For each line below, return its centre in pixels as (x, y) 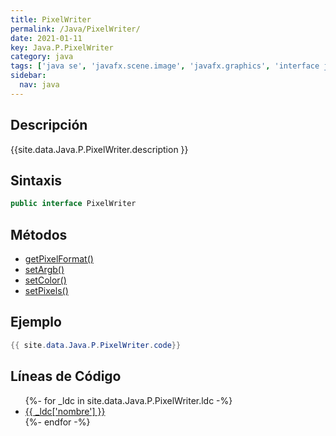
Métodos (39, 234)
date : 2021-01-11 (46, 38)
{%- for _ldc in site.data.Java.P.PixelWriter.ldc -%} (128, 400)
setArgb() (44, 270)
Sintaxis (36, 180)
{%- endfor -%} (57, 422)
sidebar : (28, 76)
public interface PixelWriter (73, 204)
